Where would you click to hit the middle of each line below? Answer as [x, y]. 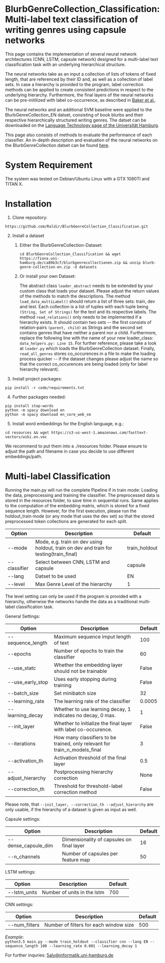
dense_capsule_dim [30, 846]
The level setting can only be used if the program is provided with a [73, 596]
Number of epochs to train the [89, 651]
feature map [76, 860]
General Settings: [23, 616]
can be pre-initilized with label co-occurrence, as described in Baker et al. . [81, 100]
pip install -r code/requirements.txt [45, 388]
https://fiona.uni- [40, 258]
